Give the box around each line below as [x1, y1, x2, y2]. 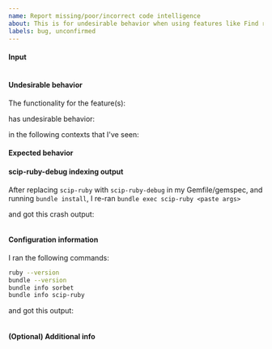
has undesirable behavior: [8, 114, 96, 123]
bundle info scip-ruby [8, 291, 85, 299]
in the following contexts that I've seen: [8, 129, 139, 139]
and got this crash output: [8, 209, 95, 219]
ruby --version [8, 269, 60, 277]
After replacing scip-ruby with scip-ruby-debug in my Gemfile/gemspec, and [8, 184, 263, 195]
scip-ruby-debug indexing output [8, 166, 124, 176]
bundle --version [8, 276, 67, 284]
